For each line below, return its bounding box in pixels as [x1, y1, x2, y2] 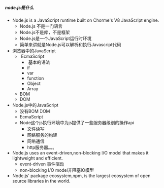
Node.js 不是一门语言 [19, 23, 63, 29]
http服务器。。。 [27, 144, 57, 150]
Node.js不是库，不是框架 [19, 29, 70, 35]
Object [27, 80, 41, 86]
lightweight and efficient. [12, 155, 63, 161]
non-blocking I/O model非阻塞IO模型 [19, 167, 94, 173]
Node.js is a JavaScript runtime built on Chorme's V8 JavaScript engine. [12, 17, 159, 23]
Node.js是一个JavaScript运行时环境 [19, 35, 92, 41]
